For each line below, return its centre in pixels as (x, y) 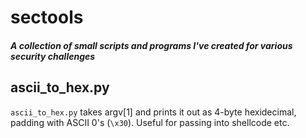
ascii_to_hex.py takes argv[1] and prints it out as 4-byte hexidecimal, (153, 112)
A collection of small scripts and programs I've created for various (151, 45)
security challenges (53, 56)
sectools (47, 17)
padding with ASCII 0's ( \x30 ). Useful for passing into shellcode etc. (150, 122)
